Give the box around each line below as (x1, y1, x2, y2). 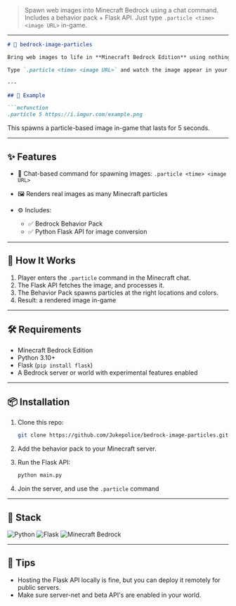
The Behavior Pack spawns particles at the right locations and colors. (17, 288, 219, 297)
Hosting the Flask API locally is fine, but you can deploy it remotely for (17, 576, 221, 584)
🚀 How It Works (7, 254, 76, 266)
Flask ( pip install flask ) (17, 361, 93, 369)
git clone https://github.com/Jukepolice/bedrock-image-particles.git (17, 432, 229, 439)
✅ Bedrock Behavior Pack (27, 219, 103, 228)
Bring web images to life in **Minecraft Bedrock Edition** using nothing (7, 53, 231, 60)
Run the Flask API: (17, 458, 71, 467)
